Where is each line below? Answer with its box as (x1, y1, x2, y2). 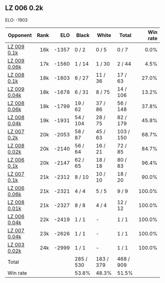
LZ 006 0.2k (5, 4, 43, 12)
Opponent (8, 31, 32, 38)
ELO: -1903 (5, 17, 28, 23)
